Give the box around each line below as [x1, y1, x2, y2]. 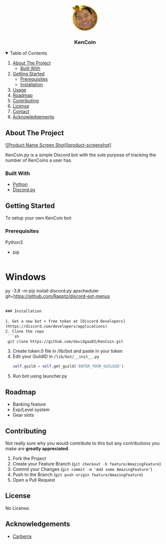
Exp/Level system [12, 407, 50, 413]
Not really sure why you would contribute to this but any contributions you [5, 440, 160, 446]
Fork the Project [12, 455, 47, 461]
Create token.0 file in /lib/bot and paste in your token [12, 348, 123, 354]
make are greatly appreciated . [5, 445, 70, 451]
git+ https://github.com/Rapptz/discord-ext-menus [5, 293, 110, 299]
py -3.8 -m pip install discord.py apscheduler [5, 288, 99, 294]
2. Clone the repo [5, 329, 44, 334]
